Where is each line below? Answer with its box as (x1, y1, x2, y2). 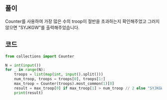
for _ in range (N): (5, 67, 46, 72)
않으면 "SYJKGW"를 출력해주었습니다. (5, 24, 80, 30)
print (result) (14, 90, 43, 95)
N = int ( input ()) (5, 63, 41, 68)
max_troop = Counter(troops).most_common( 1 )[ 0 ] (14, 81, 114, 86)
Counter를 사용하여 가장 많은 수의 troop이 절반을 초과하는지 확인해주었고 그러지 (5, 18, 160, 24)
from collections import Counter (5, 53, 75, 59)
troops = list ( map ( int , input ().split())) (14, 72, 103, 77)
